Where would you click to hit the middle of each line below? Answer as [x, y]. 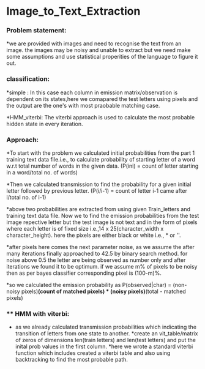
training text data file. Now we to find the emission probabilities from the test [103, 216]
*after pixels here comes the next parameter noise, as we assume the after [100, 247]
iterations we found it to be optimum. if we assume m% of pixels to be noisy [102, 267]
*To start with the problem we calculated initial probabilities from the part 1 [101, 153]
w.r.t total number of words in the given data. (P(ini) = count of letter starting [102, 166]
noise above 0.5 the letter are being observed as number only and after [96, 260]
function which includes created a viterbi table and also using [93, 353]
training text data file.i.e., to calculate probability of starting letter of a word [101, 160]
